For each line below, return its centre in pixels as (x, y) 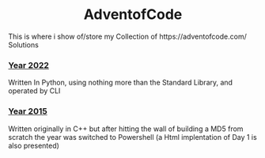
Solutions (24, 44)
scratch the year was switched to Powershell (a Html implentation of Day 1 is (132, 137)
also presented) (34, 145)
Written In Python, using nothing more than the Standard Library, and (121, 83)
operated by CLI (34, 91)
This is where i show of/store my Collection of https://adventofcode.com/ (127, 36)
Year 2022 (29, 65)
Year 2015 (28, 111)
